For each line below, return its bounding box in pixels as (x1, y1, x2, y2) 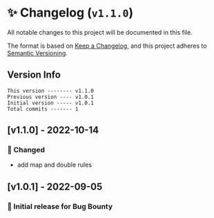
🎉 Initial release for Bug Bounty (7, 201, 113, 211)
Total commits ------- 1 (7, 105, 79, 112)
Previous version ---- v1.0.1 (7, 93, 95, 100)
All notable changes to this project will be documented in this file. (7, 28, 193, 36)
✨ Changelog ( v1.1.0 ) (7, 5, 134, 21)
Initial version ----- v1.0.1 (7, 99, 95, 107)
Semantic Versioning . (7, 48, 68, 57)
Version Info (7, 69, 61, 81)
